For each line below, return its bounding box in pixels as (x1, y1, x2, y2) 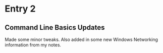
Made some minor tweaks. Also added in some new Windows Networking (5, 36, 158, 42)
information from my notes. (5, 42, 62, 48)
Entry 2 (5, 3, 36, 15)
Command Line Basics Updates (5, 23, 105, 32)
